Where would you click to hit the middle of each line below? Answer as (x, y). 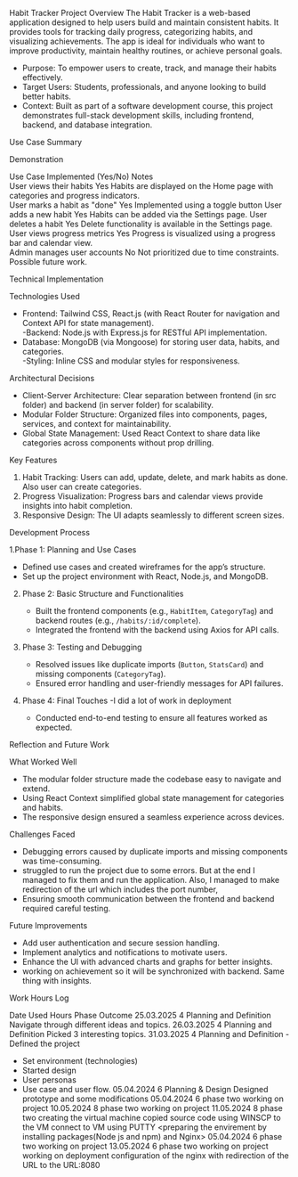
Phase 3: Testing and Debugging (82, 647)
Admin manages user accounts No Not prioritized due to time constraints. (144, 252)
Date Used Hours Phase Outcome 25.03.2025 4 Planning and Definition (140, 1015)
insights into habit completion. (77, 506)
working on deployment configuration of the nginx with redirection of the (155, 1156)
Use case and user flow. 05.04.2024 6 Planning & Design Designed (145, 1089)
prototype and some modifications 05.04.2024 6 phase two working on (153, 1099)
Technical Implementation (56, 279)
